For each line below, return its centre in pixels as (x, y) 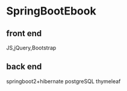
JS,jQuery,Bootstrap (31, 48)
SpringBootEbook (51, 11)
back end (24, 67)
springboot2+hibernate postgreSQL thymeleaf (63, 81)
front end (24, 33)
